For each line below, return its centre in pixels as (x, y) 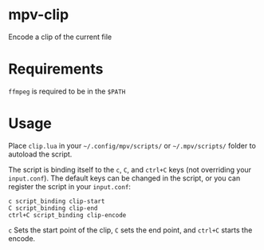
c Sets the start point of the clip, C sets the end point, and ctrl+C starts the (130, 230)
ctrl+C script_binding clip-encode (67, 215)
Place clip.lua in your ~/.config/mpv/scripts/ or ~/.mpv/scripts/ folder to (132, 145)
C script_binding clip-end (53, 208)
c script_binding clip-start (57, 201)
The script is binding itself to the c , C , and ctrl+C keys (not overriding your (130, 169)
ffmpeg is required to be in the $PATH (67, 91)
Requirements (56, 69)
